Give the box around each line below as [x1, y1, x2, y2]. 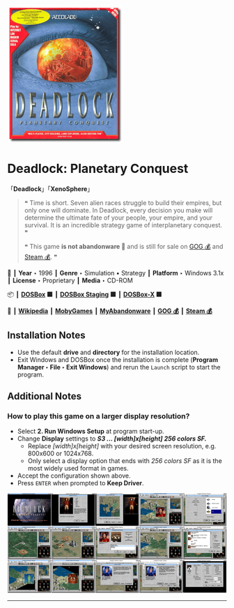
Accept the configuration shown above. [17, 471, 131, 480]
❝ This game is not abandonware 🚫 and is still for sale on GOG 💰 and [24, 242, 224, 250]
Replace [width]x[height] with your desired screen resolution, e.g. [27, 442, 217, 450]
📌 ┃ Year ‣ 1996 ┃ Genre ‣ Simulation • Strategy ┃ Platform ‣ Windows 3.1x [7, 268, 224, 277]
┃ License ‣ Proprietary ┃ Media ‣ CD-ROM [7, 276, 134, 284]
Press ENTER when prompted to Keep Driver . [17, 479, 144, 487]
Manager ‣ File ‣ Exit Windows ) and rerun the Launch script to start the [17, 363, 221, 371]
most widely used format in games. [27, 464, 129, 473]
